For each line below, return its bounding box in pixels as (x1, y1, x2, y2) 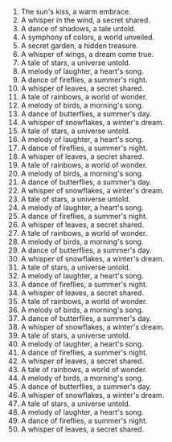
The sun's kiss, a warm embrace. (20, 7, 131, 16)
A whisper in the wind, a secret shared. (20, 15, 151, 25)
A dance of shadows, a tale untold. (20, 24, 136, 33)
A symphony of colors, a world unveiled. (20, 32, 155, 42)
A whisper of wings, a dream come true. (20, 50, 154, 59)
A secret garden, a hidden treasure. (20, 41, 139, 51)
